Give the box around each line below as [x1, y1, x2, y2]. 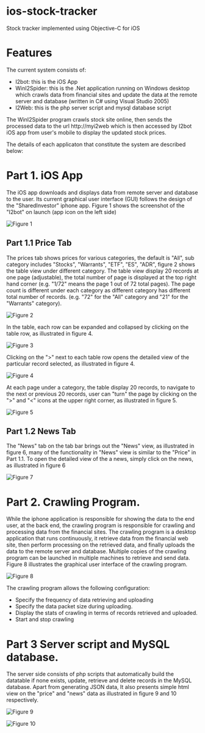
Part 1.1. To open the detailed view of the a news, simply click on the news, [6, 455, 193, 463]
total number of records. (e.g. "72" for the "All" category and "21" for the [6, 293, 189, 300]
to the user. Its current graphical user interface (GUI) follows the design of [6, 195, 192, 202]
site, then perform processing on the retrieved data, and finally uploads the [6, 541, 195, 548]
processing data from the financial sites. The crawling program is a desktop [6, 528, 196, 536]
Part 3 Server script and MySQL [6, 637, 170, 651]
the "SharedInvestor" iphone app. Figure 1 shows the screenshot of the [6, 202, 185, 209]
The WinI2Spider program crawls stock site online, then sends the [6, 116, 173, 123]
